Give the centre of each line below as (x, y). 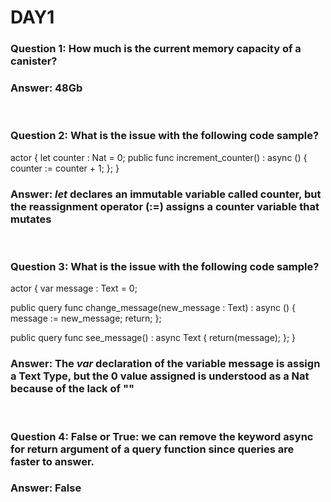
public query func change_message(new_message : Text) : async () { (153, 308)
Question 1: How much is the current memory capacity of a (156, 49)
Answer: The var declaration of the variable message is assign (165, 364)
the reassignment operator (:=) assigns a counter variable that (165, 206)
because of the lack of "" (72, 389)
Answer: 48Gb (46, 88)
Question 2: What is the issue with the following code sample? (165, 136)
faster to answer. (52, 461)
